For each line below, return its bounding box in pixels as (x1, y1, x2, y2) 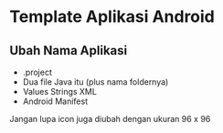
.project (22, 66, 52, 77)
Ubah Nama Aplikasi (9, 43, 128, 58)
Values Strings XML (22, 87, 98, 97)
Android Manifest (22, 96, 89, 107)
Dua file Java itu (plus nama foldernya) (22, 77, 169, 87)
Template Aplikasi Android (9, 6, 215, 27)
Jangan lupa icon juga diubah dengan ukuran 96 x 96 (9, 114, 211, 124)
